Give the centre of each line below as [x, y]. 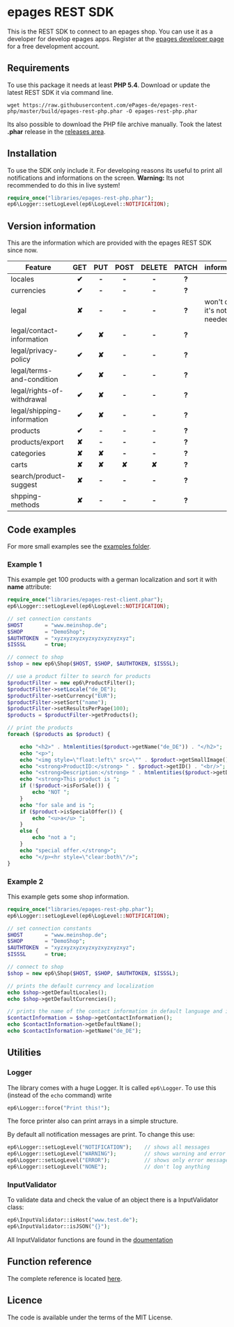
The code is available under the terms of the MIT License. [90, 1317]
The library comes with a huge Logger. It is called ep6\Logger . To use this [112, 1087]
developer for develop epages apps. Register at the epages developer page [116, 38]
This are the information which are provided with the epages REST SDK [109, 243]
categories [28, 454]
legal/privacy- [34, 351]
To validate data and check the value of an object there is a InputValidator [113, 1200]
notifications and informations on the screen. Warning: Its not [96, 178]
